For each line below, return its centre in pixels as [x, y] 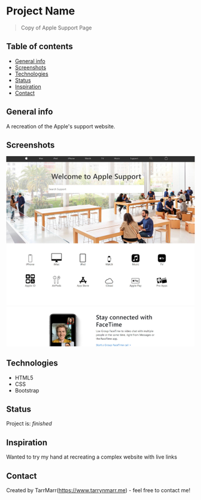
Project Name [41, 11]
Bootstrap [27, 390]
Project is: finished [29, 424]
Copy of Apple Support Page [56, 28]
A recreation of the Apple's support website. [61, 126]
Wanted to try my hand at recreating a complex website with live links [92, 457]
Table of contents [39, 47]
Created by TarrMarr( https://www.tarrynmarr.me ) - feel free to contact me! [98, 490]
